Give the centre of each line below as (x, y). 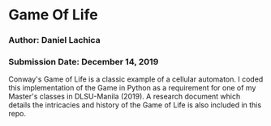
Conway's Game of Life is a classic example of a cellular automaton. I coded (136, 79)
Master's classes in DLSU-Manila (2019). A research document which (125, 97)
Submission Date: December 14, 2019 (84, 62)
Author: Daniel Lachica (54, 40)
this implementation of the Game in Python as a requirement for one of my (132, 88)
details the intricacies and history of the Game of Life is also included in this (135, 105)
